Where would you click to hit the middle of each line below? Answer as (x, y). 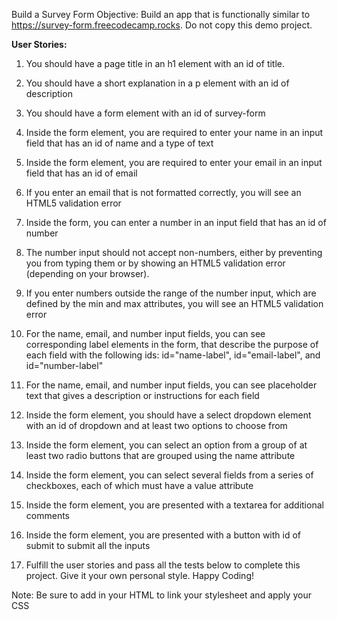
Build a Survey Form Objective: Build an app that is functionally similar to (161, 14)
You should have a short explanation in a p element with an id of (157, 83)
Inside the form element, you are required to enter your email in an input (174, 162)
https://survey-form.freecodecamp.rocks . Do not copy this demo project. (162, 25)
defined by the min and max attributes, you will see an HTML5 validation (174, 303)
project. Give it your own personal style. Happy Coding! (139, 575)
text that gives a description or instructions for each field (142, 395)
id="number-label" (64, 365)
